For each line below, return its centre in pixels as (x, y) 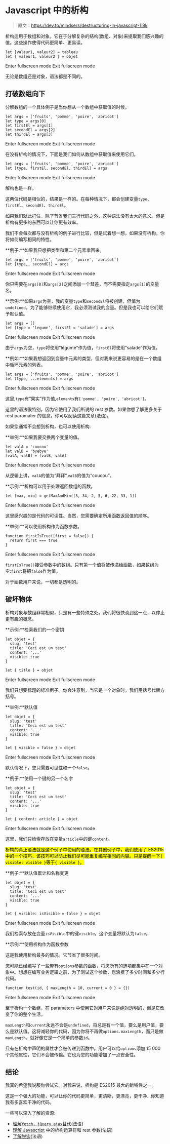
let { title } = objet (29, 670)
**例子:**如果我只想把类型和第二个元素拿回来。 (55, 250)
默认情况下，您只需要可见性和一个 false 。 (49, 767)
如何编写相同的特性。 (32, 239)
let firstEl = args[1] (29, 125)
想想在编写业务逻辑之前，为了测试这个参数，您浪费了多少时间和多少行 (92, 972)
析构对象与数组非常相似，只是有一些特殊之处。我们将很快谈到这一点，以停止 (85, 612)
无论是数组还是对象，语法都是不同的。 (45, 76)
